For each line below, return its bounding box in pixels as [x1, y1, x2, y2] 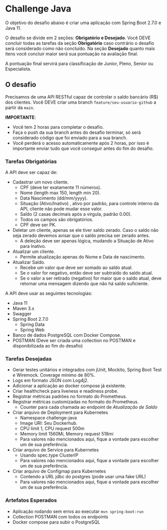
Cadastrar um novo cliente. [12, 179, 69, 185]
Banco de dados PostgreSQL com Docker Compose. [12, 332, 122, 338]
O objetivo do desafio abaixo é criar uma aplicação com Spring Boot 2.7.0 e [5, 20, 161, 26]
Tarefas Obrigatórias [5, 158, 57, 165]
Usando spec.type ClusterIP [20, 452, 79, 458]
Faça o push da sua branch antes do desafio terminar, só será [12, 129, 141, 135]
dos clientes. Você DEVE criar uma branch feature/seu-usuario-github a [5, 99, 156, 105]
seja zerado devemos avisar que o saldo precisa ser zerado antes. [12, 232, 150, 239]
